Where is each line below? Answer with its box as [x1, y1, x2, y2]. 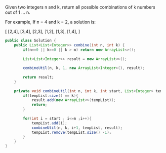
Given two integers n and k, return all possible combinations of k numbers [5, 4, 156, 10]
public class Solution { [5, 38, 56, 43]
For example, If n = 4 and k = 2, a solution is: [5, 19, 96, 25]
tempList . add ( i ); [31, 120, 68, 125]
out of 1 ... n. [5, 9, 31, 15]
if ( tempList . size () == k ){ [23, 93, 79, 98]
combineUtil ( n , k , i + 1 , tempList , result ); [31, 125, 123, 130]
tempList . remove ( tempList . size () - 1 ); [31, 130, 112, 135]
